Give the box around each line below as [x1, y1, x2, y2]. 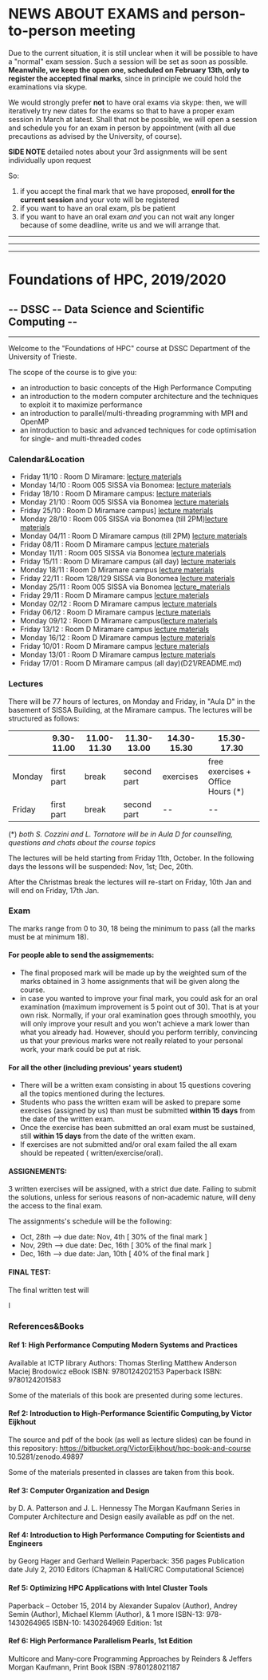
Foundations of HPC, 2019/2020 [8, 271, 227, 289]
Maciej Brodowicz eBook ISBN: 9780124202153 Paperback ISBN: [8, 1366, 223, 1376]
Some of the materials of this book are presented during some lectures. [8, 1390, 243, 1400]
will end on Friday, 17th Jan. [8, 885, 100, 895]
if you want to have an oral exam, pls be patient [19, 203, 176, 212]
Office [207, 776, 231, 787]
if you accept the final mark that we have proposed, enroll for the [19, 186, 235, 196]
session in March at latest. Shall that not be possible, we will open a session [8, 114, 258, 124]
